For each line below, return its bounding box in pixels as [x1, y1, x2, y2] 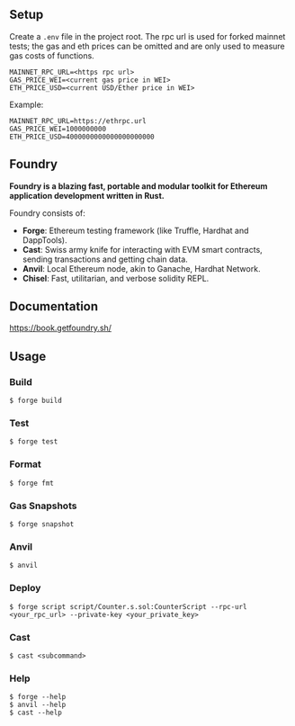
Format [9, 458, 42, 471]
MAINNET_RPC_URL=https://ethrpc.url [9, 116, 147, 125]
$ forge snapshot [9, 520, 75, 529]
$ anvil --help [9, 701, 67, 710]
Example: [9, 99, 44, 110]
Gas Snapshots [9, 499, 77, 512]
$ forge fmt [9, 479, 54, 488]
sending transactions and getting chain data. [22, 254, 189, 264]
